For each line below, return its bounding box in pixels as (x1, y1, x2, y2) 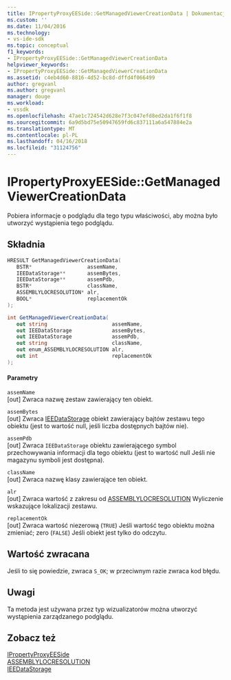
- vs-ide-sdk (7, 36, 45, 43)
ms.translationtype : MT (7, 125, 76, 132)
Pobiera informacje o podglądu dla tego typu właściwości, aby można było (7, 211, 218, 220)
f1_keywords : (7, 49, 45, 56)
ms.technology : (7, 29, 51, 36)
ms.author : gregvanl (7, 87, 67, 94)
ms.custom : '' (7, 17, 48, 23)
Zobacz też (7, 632, 56, 644)
